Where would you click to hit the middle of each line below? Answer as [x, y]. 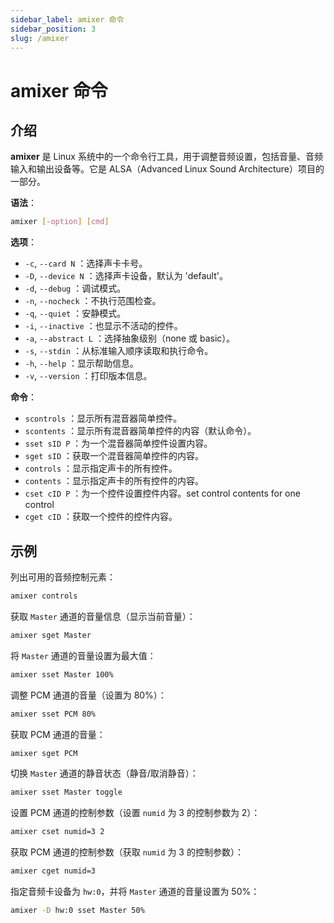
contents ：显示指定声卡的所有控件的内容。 [114, 481]
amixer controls [44, 596]
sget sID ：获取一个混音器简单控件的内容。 [114, 456]
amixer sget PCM [44, 753]
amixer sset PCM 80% [53, 714]
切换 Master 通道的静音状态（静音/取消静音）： [104, 773]
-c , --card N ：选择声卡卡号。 [86, 263]
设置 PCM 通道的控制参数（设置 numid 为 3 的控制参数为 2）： [135, 813]
